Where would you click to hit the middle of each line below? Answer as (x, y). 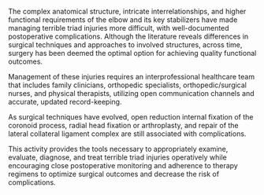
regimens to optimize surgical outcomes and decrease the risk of (113, 174)
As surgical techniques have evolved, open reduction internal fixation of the (131, 117)
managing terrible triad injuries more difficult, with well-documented (119, 28)
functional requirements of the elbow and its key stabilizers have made (123, 20)
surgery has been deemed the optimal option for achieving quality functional (132, 53)
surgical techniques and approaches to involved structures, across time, (125, 45)
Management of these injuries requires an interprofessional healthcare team (131, 77)
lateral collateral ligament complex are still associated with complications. (127, 134)
